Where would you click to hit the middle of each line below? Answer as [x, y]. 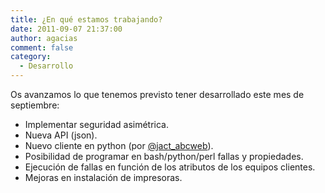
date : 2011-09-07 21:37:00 [66, 29]
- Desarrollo [46, 66]
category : [31, 57]
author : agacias [44, 38]
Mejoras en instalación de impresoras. [103, 177]
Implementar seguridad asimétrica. [96, 124]
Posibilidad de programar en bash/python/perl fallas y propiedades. [164, 156]
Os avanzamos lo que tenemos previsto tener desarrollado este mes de [157, 94]
